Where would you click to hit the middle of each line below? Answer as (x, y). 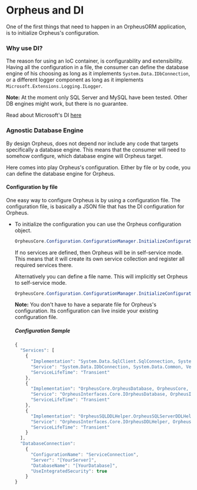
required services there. (44, 265)
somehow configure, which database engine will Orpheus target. (84, 156)
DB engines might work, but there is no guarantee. (67, 104)
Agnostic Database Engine (45, 130)
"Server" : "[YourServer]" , (64, 460)
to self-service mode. (41, 282)
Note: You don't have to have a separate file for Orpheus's (86, 305)
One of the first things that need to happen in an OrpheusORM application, (96, 27)
